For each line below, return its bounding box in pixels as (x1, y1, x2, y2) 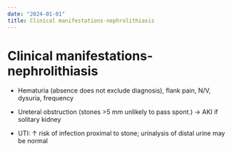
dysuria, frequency (17, 94, 74, 103)
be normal (17, 137, 49, 145)
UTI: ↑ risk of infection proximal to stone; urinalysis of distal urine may (17, 129, 226, 137)
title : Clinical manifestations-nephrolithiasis (7, 17, 155, 24)
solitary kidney (17, 115, 61, 124)
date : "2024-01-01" (7, 10, 66, 18)
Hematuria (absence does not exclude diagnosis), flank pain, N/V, (17, 86, 211, 95)
